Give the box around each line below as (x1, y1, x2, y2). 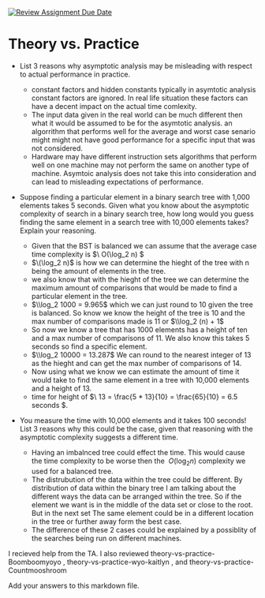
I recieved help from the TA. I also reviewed (8, 548, 149, 558)
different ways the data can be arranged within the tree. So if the (31, 491, 242, 501)
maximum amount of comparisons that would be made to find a (31, 282, 238, 292)
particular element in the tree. (31, 291, 128, 301)
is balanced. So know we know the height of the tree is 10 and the (31, 308, 246, 317)
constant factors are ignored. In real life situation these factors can (31, 93, 248, 103)
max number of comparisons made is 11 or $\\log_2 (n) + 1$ (31, 316, 225, 326)
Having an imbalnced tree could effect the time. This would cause (31, 447, 245, 457)
